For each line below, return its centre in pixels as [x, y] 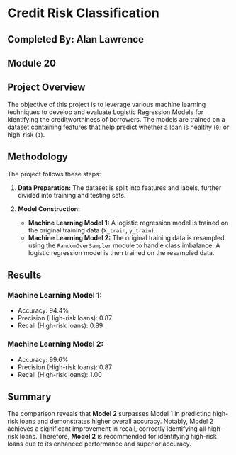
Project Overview [46, 88]
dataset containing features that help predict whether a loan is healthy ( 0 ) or [118, 127]
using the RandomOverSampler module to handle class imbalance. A [124, 245]
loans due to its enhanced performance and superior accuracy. [99, 444]
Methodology [38, 157]
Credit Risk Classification [83, 13]
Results [24, 275]
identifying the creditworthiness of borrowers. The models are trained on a [116, 119]
